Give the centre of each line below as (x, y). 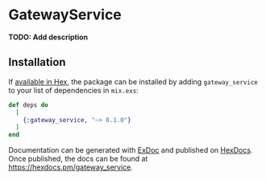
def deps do (28, 105)
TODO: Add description (48, 37)
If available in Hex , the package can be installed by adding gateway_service (133, 81)
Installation (37, 62)
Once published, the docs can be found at (78, 159)
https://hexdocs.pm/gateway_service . (71, 167)
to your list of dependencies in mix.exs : (73, 90)
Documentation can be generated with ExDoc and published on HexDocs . (131, 150)
